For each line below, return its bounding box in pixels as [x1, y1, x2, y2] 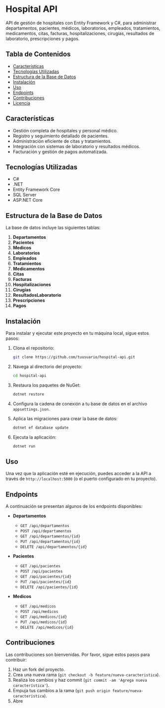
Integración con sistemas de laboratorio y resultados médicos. [12, 143, 141, 149]
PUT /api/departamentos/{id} [20, 539, 81, 544]
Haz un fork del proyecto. [12, 666, 65, 672]
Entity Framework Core [12, 187, 60, 193]
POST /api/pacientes [20, 569, 63, 574]
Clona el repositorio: [12, 345, 55, 351]
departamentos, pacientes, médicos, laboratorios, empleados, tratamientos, [5, 25, 161, 31]
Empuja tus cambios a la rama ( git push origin [12, 687, 110, 693]
